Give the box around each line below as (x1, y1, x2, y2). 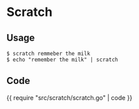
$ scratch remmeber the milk (6, 50, 91, 57)
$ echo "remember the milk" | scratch (6, 56, 118, 63)
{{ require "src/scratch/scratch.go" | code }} (6, 93, 133, 101)
